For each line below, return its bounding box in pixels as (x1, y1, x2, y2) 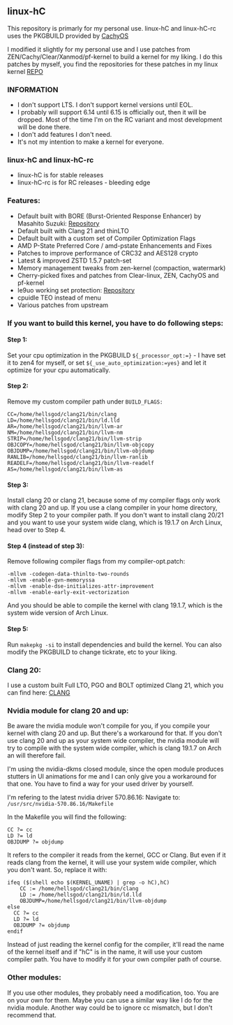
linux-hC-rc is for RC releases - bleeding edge (17, 178, 151, 187)
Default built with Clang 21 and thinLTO (17, 226, 129, 235)
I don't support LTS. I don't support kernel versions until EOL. (17, 101, 193, 109)
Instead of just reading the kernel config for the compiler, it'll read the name (7, 941, 225, 949)
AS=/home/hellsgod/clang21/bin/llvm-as (7, 466, 123, 473)
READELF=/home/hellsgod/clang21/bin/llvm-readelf (7, 460, 155, 467)
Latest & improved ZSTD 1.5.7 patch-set (17, 256, 132, 265)
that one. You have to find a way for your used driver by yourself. (7, 780, 194, 788)
